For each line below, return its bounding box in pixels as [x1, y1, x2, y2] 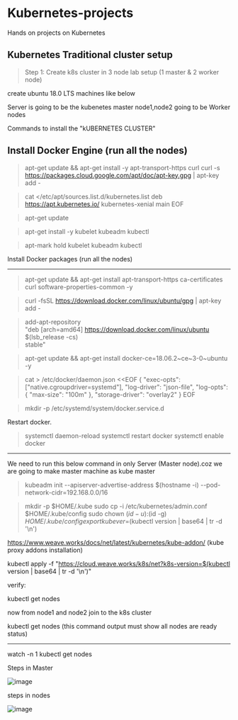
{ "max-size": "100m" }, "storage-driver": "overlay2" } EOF [24, 390, 196, 398]
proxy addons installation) [7, 546, 84, 554]
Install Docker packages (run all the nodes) [7, 254, 133, 263]
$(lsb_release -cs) [24, 332, 79, 341]
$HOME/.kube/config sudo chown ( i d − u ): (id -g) [24, 509, 167, 518]
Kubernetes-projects [7, 5, 134, 21]
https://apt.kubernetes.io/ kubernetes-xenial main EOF [24, 200, 184, 208]
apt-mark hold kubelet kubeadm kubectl [24, 241, 142, 249]
